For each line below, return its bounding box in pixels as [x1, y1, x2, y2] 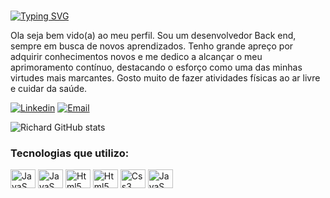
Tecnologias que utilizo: [10, 146, 130, 160]
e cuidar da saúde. [10, 82, 88, 94]
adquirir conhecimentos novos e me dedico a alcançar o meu [10, 50, 263, 62]
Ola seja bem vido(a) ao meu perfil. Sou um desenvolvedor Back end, [10, 29, 297, 41]
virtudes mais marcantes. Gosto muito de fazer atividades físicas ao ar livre [10, 71, 321, 84]
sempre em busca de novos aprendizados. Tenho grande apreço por [10, 40, 294, 52]
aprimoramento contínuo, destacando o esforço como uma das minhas [10, 61, 303, 73]
